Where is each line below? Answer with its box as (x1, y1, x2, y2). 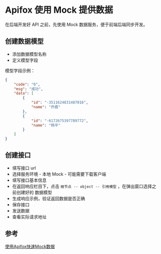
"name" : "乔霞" (31, 105, 61, 109)
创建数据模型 (5, 37, 44, 45)
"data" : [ (14, 91, 34, 96)
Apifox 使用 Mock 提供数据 (5, 4, 113, 16)
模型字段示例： (5, 67, 35, 73)
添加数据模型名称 (12, 51, 47, 57)
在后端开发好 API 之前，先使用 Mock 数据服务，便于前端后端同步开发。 (5, 21, 148, 27)
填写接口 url (12, 165, 36, 171)
